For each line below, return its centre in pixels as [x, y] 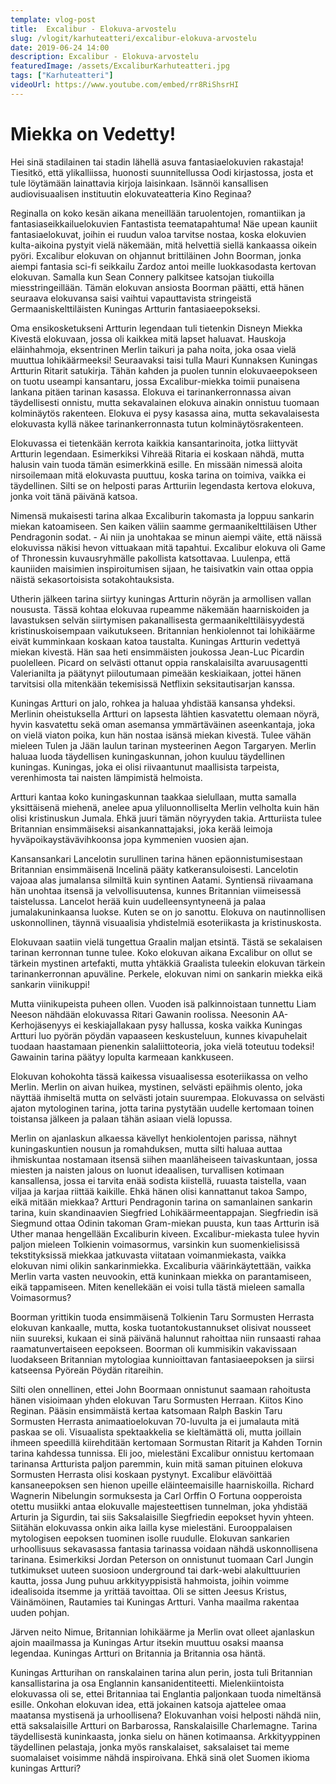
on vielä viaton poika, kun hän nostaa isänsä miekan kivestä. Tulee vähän [161, 735]
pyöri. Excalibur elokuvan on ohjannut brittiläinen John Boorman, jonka [156, 255]
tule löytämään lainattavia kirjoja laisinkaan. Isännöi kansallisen [139, 183]
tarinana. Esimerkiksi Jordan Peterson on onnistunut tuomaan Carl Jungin [162, 1559]
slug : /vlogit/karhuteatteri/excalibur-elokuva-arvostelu [133, 38]
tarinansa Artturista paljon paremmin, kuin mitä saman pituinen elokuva [156, 1463]
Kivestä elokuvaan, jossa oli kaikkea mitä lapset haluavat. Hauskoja [148, 338]
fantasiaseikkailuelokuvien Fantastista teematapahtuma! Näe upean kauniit [164, 223]
